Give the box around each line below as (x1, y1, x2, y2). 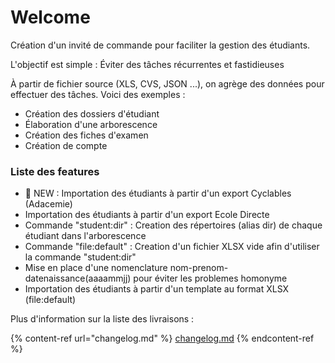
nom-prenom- (169, 262, 229, 274)
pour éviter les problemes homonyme (133, 272, 288, 285)
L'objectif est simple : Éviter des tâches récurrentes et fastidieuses (10, 58, 285, 70)
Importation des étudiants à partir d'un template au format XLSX (24, 283, 290, 295)
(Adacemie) (24, 198, 73, 210)
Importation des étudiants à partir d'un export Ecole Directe (24, 209, 270, 221)
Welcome (10, 6, 91, 29)
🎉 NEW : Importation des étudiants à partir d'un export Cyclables (24, 187, 292, 200)
